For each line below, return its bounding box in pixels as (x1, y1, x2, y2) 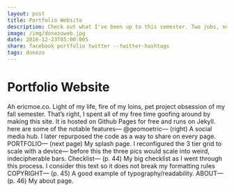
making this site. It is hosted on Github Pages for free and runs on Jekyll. (7, 117, 216, 126)
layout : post (7, 10, 45, 17)
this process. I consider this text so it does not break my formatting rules (7, 161, 216, 170)
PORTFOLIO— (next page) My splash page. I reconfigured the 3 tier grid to (7, 139, 221, 147)
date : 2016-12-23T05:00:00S (7, 36, 89, 43)
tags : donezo (7, 50, 45, 57)
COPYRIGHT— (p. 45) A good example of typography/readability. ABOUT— (7, 169, 224, 177)
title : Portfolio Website (7, 17, 82, 24)
